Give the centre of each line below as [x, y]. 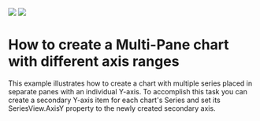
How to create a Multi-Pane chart [119, 45]
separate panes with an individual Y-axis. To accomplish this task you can [128, 91]
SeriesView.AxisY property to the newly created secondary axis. [112, 108]
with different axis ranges [94, 62]
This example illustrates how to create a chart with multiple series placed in [130, 83]
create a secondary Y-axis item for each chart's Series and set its [114, 100]
